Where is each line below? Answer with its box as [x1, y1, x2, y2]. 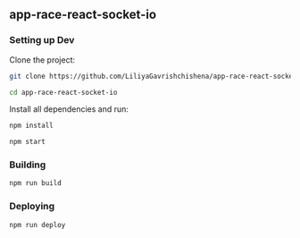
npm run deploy [9, 220, 66, 229]
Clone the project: [9, 54, 76, 65]
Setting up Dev [9, 34, 75, 47]
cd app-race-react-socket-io [9, 88, 118, 97]
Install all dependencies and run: [9, 104, 129, 115]
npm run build [9, 179, 62, 188]
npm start [9, 138, 46, 147]
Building [9, 158, 46, 171]
